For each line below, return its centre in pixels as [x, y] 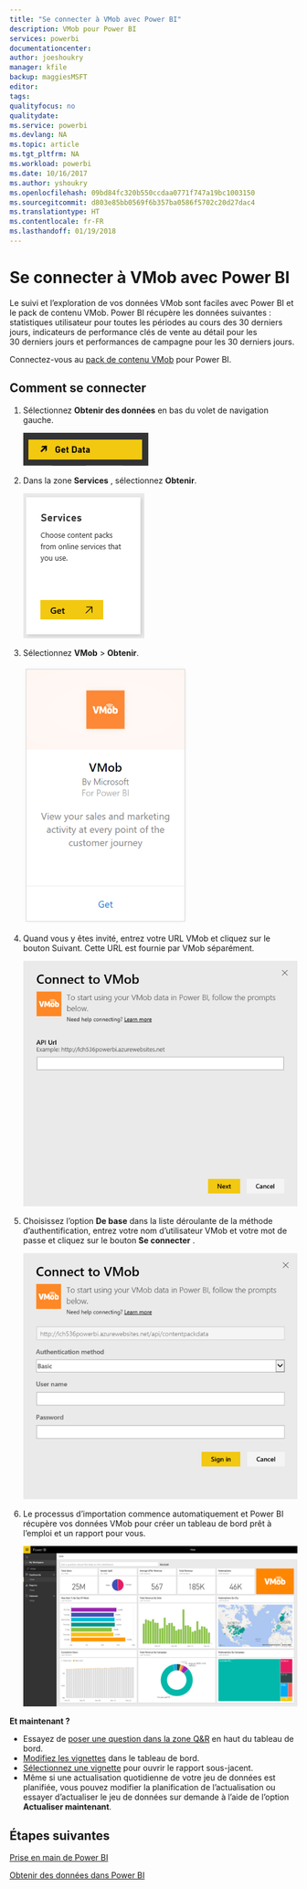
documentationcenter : [51, 48]
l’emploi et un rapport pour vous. [84, 1533]
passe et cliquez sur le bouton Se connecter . [109, 1240]
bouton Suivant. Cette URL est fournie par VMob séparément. [138, 948]
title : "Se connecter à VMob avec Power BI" [95, 19]
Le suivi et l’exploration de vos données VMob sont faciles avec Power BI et [152, 302]
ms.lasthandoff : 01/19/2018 [63, 232]
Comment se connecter [78, 388]
